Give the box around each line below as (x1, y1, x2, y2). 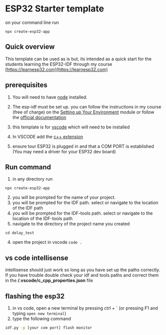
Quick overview (5, 43, 55, 51)
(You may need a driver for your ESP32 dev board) (12, 148, 116, 154)
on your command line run (5, 19, 59, 25)
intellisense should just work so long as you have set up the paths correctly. (5, 267, 161, 273)
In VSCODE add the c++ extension (12, 133, 83, 139)
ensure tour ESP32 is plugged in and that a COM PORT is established (12, 143, 154, 149)
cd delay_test (5, 230, 35, 235)
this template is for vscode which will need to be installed (12, 124, 130, 130)
